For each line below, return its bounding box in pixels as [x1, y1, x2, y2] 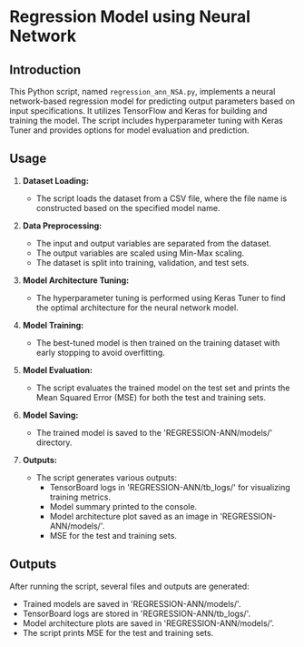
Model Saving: [22, 409, 79, 420]
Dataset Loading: [22, 175, 89, 186]
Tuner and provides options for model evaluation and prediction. [9, 125, 250, 136]
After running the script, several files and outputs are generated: [9, 581, 250, 591]
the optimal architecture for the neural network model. [35, 302, 239, 313]
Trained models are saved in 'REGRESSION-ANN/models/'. [22, 598, 242, 609]
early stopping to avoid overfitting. [35, 347, 165, 358]
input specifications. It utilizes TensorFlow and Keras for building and [9, 106, 268, 116]
